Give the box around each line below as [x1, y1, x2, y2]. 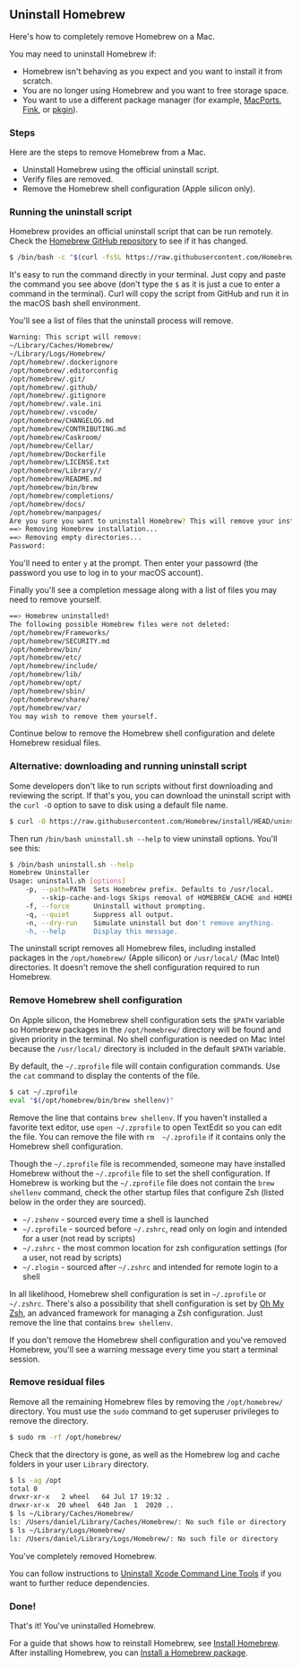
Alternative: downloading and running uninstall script [9, 760, 248, 772]
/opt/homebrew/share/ [9, 695, 90, 704]
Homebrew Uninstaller [9, 869, 90, 878]
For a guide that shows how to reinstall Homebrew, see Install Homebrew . [9, 1637, 280, 1648]
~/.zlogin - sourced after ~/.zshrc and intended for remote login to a [21, 1261, 279, 1272]
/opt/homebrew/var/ [9, 703, 82, 712]
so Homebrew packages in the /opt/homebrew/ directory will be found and [9, 1024, 282, 1035]
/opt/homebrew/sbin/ [9, 686, 87, 695]
